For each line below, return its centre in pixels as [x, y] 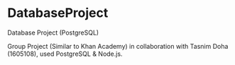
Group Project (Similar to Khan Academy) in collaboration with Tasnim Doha [118, 46]
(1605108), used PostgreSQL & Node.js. [65, 54]
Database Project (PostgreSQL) [53, 32]
